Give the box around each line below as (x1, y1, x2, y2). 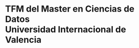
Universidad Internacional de (5, 24, 127, 35)
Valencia (5, 34, 42, 46)
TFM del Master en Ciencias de (5, 3, 135, 15)
